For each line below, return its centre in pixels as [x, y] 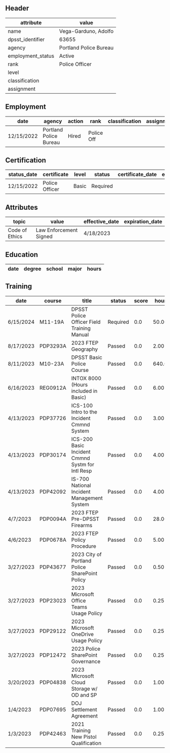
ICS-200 [82, 439]
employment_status [31, 56]
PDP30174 [53, 455]
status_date [23, 174]
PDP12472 [53, 655]
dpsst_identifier [26, 39]
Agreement [84, 716]
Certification [26, 160]
